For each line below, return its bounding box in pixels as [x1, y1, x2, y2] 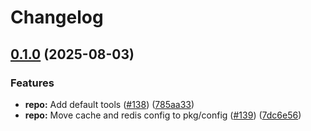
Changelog [10, 6, 104, 29]
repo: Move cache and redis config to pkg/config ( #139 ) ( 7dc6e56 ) [24, 109, 302, 121]
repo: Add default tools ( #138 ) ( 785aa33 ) [24, 98, 195, 110]
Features [10, 76, 55, 90]
